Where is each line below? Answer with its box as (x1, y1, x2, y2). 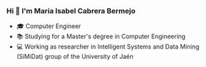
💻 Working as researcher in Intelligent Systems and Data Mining (16, 42, 200, 51)
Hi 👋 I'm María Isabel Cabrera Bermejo (6, 6, 136, 16)
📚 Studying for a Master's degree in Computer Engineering (16, 32, 186, 40)
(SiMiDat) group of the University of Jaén (16, 53, 134, 61)
